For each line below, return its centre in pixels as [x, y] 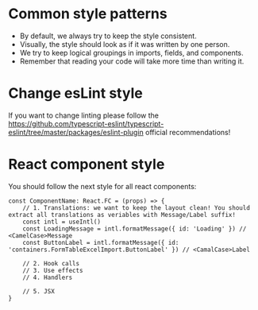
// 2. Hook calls [51, 263]
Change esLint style [75, 93]
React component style [87, 165]
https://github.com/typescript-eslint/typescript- [86, 123]
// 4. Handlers [48, 277]
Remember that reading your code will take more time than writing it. [132, 61]
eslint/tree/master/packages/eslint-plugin [76, 132]
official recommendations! [188, 132]
